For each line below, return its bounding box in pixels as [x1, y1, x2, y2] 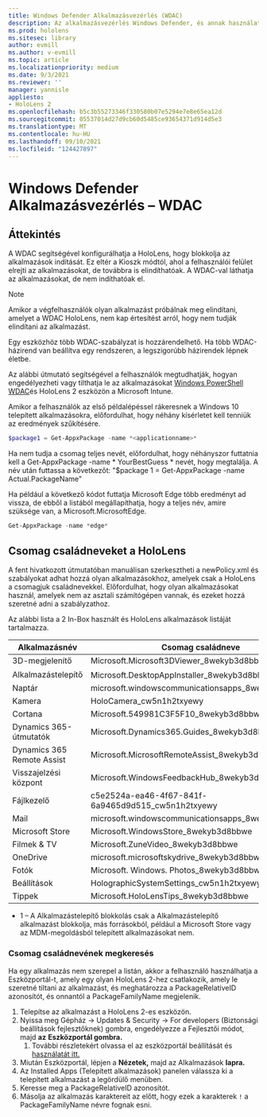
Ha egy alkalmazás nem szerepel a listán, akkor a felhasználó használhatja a [8, 966, 258, 975]
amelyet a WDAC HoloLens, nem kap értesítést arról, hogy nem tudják [8, 314, 237, 323]
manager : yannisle [8, 85, 69, 94]
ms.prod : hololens [8, 26, 69, 34]
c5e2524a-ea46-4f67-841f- [90, 790, 207, 801]
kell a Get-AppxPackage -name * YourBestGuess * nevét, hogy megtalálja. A [8, 457, 258, 467]
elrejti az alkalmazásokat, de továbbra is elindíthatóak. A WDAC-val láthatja [8, 266, 254, 275]
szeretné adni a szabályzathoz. [8, 599, 110, 608]
